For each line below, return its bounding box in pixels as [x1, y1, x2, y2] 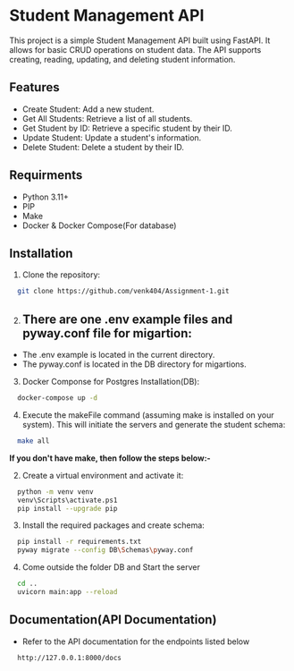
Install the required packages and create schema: [21, 520, 206, 531]
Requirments [9, 167, 83, 183]
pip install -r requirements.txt [17, 538, 142, 547]
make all [17, 436, 50, 446]
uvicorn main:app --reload [17, 588, 118, 597]
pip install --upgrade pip [17, 504, 118, 513]
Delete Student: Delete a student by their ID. [21, 141, 185, 152]
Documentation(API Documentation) [9, 612, 217, 627]
